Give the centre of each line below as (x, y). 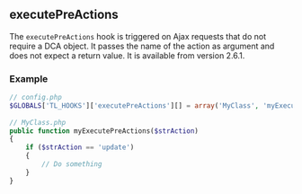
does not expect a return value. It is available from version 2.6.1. (127, 55)
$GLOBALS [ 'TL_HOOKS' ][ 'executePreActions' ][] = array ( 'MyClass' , (134, 106)
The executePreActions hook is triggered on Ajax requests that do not (138, 36)
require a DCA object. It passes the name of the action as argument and (142, 46)
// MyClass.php (38, 122)
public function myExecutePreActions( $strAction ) (104, 131)
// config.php (36, 98)
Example (29, 78)
